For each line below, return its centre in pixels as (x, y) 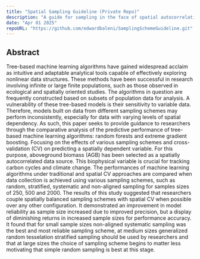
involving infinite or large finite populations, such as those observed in (92, 86)
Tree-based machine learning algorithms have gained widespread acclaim (97, 67)
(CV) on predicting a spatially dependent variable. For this (102, 149)
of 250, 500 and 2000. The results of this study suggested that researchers (99, 193)
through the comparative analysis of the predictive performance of (88, 130)
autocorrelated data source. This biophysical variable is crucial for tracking (98, 162)
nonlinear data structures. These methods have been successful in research (100, 79)
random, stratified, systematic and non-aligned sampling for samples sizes (98, 187)
